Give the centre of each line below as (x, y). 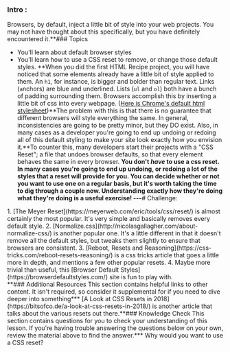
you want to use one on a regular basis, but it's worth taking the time (117, 184)
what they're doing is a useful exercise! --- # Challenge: (97, 198)
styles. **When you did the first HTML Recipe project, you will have (113, 67)
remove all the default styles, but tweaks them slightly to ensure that (104, 241)
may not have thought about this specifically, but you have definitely (104, 32)
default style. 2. (29, 226)
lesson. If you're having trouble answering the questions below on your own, (115, 328)
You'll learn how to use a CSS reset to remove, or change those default (117, 60)
